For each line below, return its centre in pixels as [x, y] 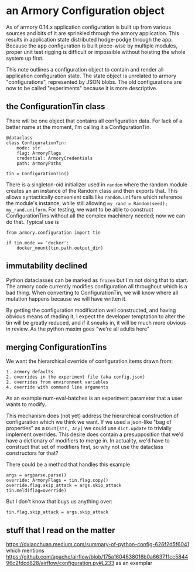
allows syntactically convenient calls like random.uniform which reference [94, 197]
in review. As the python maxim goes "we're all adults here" [78, 329]
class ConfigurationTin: [36, 143]
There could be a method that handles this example [68, 465]
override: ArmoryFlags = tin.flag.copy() [57, 481]
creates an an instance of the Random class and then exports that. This [92, 190]
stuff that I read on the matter [61, 530]
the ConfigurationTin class [56, 107]
